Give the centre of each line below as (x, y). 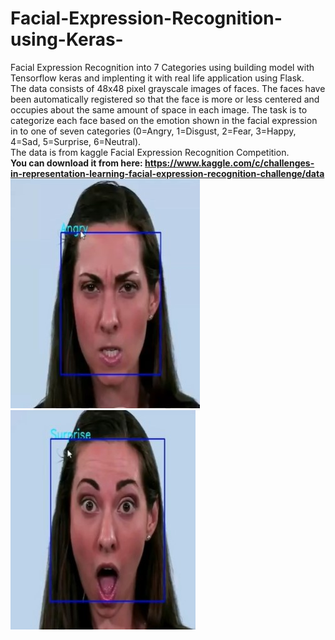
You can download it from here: (76, 163)
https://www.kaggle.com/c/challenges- (229, 163)
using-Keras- (67, 39)
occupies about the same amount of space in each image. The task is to (159, 109)
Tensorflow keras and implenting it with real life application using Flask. (157, 78)
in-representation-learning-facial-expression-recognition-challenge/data (167, 173)
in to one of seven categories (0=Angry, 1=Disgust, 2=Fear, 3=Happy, (153, 131)
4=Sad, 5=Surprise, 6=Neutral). (76, 141)
